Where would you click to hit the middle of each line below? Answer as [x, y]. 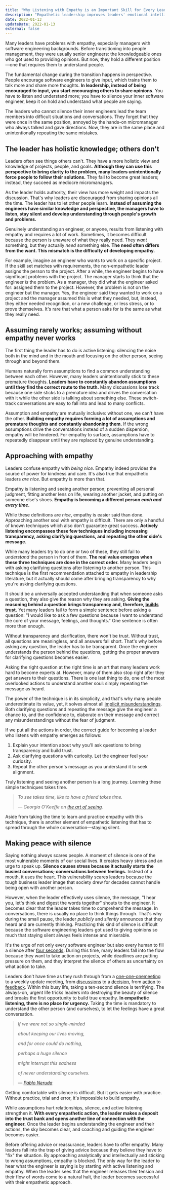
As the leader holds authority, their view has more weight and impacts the [82, 192]
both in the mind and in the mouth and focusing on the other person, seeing [84, 356]
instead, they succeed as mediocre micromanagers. [59, 182]
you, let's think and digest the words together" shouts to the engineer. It [80, 903]
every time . [17, 505]
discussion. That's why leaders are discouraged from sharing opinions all [81, 198]
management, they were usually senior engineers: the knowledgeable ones [83, 54]
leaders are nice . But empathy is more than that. [55, 479]
